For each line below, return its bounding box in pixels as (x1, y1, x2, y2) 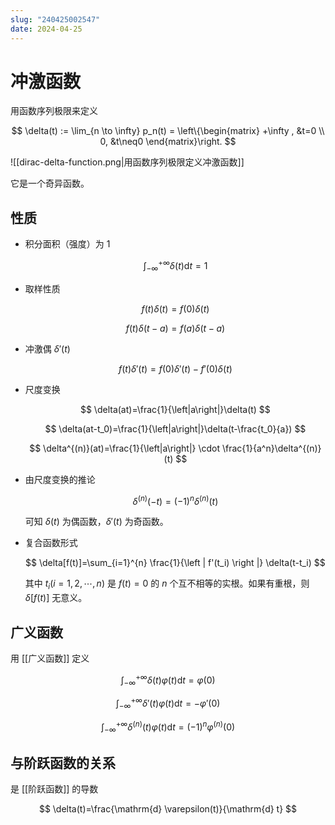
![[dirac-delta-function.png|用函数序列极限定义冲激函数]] (10, 156, 245, 168)
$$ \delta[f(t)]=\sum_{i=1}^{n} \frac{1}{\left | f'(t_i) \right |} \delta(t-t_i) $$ (25, 557, 326, 569)
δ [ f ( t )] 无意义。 (24, 592, 88, 604)
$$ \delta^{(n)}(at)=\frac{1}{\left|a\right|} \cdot (29, 442, 221, 454)
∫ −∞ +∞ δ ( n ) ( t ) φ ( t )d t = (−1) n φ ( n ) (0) (100, 719, 236, 735)
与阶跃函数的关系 (10, 754, 116, 771)
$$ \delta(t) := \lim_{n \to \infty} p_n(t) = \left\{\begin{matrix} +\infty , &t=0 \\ (11, 125, 325, 137)
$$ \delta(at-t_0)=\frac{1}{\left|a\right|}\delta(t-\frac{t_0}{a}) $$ (44, 422, 307, 435)
